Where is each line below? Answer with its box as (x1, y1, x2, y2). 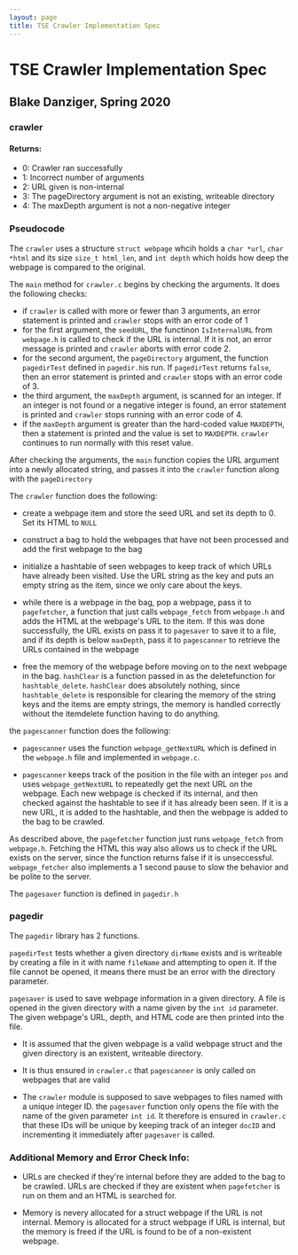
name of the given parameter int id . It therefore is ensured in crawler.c (21, 1110, 286, 1121)
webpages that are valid (21, 1074, 111, 1085)
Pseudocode (9, 222, 65, 235)
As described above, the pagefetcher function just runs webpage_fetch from (9, 833, 284, 844)
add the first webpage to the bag (21, 543, 143, 554)
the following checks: (9, 288, 88, 299)
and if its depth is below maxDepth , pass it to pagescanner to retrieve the (21, 635, 281, 645)
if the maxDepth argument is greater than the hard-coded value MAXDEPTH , (21, 418, 286, 429)
